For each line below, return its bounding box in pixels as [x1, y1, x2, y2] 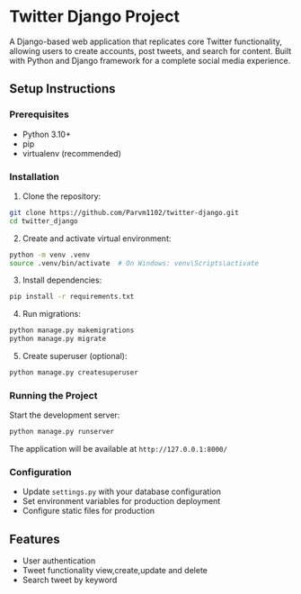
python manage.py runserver [9, 427, 115, 436]
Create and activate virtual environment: [22, 232, 172, 244]
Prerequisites [9, 108, 69, 121]
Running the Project [9, 389, 98, 401]
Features [9, 531, 60, 546]
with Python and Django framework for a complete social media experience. [9, 55, 291, 66]
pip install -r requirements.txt [9, 292, 135, 301]
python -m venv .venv [9, 250, 91, 259]
